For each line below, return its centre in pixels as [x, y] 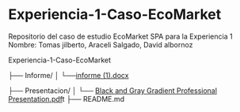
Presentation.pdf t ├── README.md [67, 99]
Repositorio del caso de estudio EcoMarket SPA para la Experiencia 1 [120, 36]
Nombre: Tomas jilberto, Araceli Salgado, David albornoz [101, 44]
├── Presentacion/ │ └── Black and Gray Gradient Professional [113, 90]
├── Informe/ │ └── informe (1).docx [69, 75]
